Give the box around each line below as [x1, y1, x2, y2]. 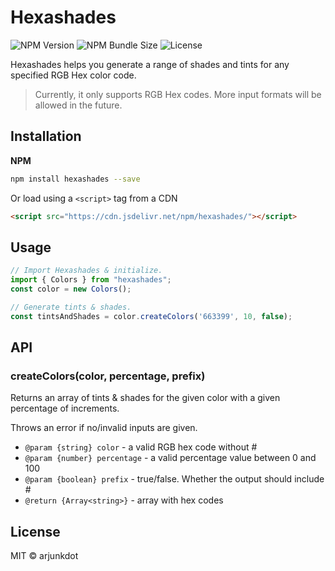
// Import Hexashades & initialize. [10, 266, 163, 276]
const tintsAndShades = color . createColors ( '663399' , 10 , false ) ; [10, 311, 293, 321]
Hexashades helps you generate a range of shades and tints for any [10, 58, 290, 70]
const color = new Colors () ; [10, 284, 132, 295]
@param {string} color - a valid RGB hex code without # [24, 441, 258, 453]
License [10, 523, 61, 540]
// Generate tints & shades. [10, 302, 132, 312]
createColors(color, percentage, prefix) [10, 369, 206, 383]
